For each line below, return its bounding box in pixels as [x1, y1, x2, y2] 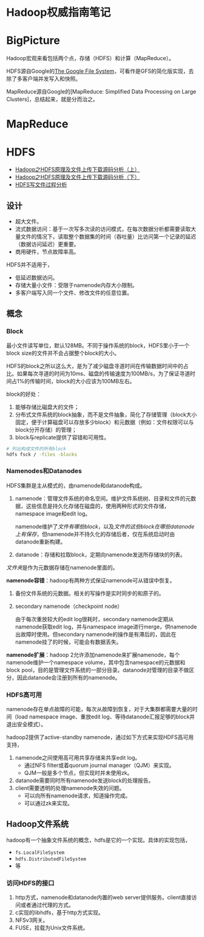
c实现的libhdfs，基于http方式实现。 [15, 909, 104, 916]
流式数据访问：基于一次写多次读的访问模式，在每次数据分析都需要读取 [15, 225, 191, 233]
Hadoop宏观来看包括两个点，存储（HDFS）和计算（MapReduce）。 [6, 55, 175, 62]
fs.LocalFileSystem [15, 850, 65, 856]
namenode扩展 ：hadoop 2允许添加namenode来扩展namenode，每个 [6, 651, 180, 658]
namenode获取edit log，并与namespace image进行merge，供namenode [15, 623, 197, 630]
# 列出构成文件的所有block [6, 446, 67, 452]
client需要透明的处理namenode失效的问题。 [15, 785, 125, 792]
